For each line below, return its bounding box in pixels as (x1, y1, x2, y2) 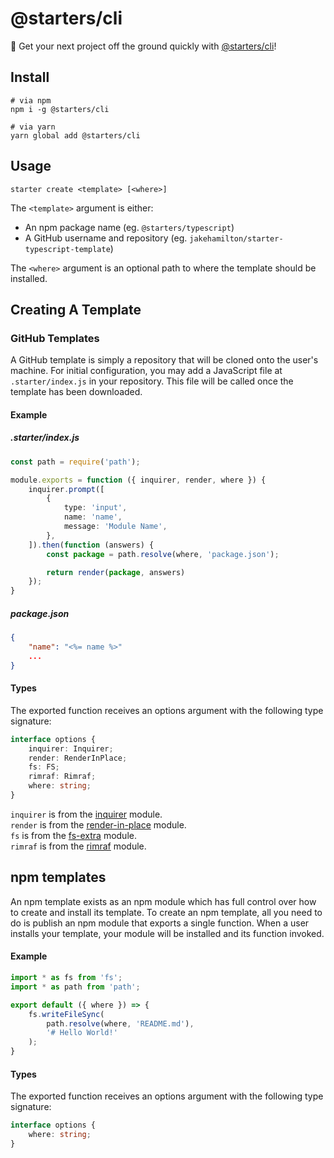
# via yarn (10, 122, 56, 132)
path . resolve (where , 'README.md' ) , (46, 1018, 195, 1029)
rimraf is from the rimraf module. (10, 840, 147, 852)
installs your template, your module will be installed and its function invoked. (10, 927, 325, 939)
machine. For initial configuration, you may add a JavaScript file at (10, 365, 283, 377)
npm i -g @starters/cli (10, 104, 110, 114)
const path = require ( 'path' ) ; (10, 457, 141, 467)
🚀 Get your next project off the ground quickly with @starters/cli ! (10, 40, 277, 52)
